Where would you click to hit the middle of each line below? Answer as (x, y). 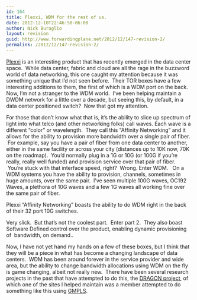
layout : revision (28, 34)
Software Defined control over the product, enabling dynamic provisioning (96, 229)
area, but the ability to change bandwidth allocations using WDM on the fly (97, 266)
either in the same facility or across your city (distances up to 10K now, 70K (98, 149)
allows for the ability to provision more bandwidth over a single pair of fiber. (98, 136)
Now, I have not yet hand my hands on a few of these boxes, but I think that (98, 247)
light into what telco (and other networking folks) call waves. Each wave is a (98, 124)
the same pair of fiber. (33, 193)
